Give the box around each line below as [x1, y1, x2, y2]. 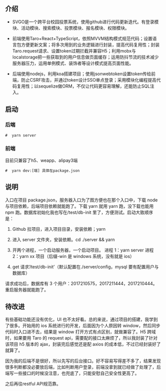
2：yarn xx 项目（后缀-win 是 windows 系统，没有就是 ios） [12, 253, 135, 259]
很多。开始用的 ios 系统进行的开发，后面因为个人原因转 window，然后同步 [9, 323, 161, 329]
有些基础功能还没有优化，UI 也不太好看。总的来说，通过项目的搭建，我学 [5, 316, 154, 323]
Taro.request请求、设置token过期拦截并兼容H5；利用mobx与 [12, 48, 136, 53]
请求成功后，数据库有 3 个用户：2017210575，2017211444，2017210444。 [5, 280, 158, 286]
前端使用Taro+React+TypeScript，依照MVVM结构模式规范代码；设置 [12, 35, 153, 41]
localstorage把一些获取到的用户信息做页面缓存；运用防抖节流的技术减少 [12, 54, 159, 60]
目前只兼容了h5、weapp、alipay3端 [5, 157, 78, 163]
